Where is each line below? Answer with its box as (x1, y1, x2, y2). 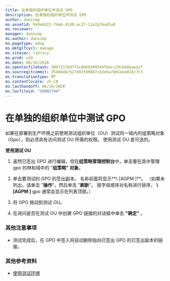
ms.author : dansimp (5, 36, 47, 42)
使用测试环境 (12, 270, 40, 276)
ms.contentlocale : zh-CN (5, 79, 58, 84)
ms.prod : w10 (5, 55, 33, 61)
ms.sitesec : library (5, 50, 50, 55)
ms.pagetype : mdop (5, 41, 45, 46)
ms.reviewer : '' (5, 27, 40, 32)
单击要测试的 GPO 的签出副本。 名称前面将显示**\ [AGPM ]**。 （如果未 (12, 175, 165, 182)
